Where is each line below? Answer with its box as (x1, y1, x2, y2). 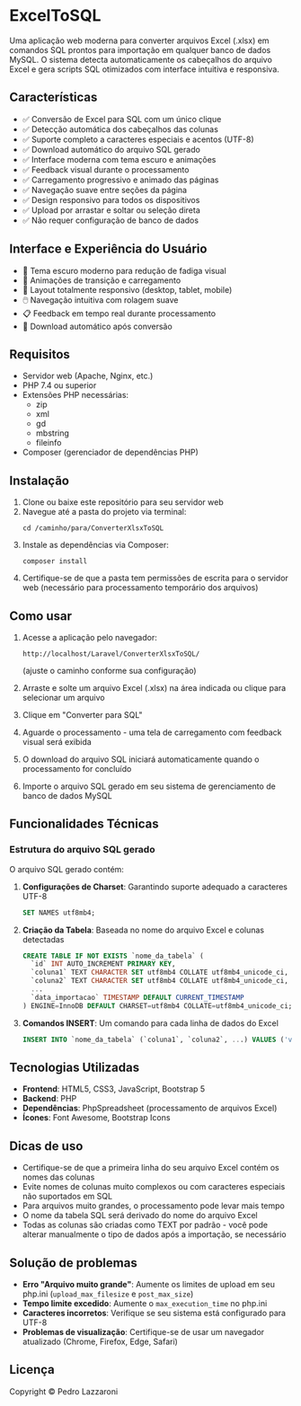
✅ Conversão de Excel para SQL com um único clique (22, 113, 222, 124)
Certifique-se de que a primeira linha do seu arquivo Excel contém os (22, 1163, 280, 1173)
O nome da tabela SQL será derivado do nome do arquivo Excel (22, 1210, 258, 1221)
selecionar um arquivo (22, 693, 105, 703)
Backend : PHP (22, 1093, 77, 1104)
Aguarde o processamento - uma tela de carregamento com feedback (22, 727, 282, 738)
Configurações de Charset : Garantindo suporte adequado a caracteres (22, 881, 288, 892)
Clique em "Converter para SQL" (22, 710, 143, 720)
